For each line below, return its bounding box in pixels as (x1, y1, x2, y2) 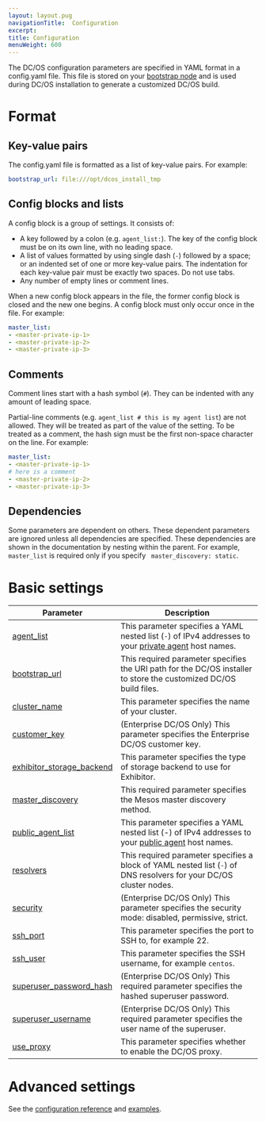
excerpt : (8, 26, 37, 34)
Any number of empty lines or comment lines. (19, 275, 169, 286)
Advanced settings (8, 1078, 136, 1096)
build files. (120, 683, 159, 694)
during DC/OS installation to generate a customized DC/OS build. (8, 80, 220, 90)
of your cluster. (120, 706, 177, 717)
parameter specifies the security (120, 902, 241, 913)
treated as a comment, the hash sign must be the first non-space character (8, 429, 253, 439)
